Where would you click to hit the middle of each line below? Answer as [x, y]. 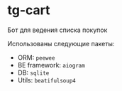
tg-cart [29, 10]
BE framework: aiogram [51, 65]
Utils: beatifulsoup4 [47, 80]
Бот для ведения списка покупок [57, 30]
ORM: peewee [36, 57]
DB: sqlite [33, 73]
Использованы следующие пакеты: [61, 43]
